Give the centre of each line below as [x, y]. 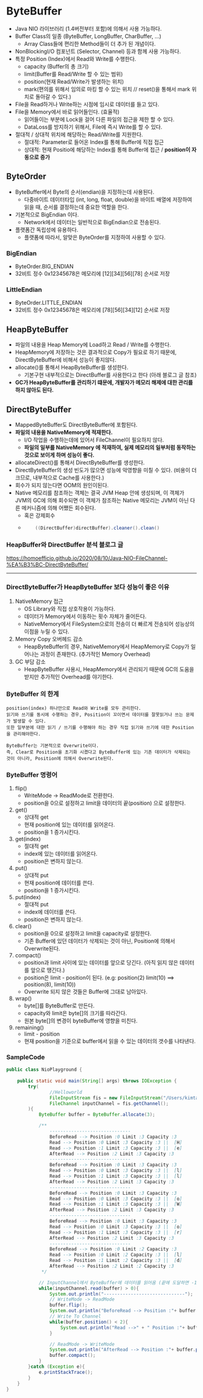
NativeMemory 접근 [39, 601]
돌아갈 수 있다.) [53, 96]
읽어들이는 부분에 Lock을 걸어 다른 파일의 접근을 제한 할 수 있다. [99, 119]
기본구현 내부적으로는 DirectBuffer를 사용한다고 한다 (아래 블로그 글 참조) [110, 375]
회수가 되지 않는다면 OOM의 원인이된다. [62, 485]
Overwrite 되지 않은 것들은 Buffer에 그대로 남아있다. [86, 992]
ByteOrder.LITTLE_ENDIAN [49, 303]
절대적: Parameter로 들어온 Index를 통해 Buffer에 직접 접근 [94, 142]
